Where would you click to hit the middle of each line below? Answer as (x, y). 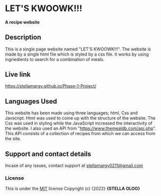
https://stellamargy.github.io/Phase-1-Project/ (51, 86)
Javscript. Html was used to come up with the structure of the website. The (80, 118)
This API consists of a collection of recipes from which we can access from (80, 134)
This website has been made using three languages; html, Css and (72, 113)
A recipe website (22, 22)
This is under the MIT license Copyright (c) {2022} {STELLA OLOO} (72, 189)
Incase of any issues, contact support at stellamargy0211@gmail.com (74, 166)
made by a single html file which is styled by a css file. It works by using (77, 54)
